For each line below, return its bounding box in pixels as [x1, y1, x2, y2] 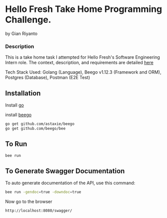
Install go [5, 102, 24, 108]
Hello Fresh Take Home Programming [5, 3, 163, 15]
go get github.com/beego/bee [5, 126, 66, 131]
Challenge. [5, 14, 51, 25]
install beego [5, 112, 32, 118]
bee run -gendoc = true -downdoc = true [5, 190, 81, 195]
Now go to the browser [5, 199, 52, 205]
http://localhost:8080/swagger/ [5, 208, 72, 214]
